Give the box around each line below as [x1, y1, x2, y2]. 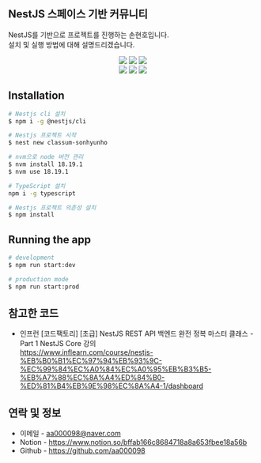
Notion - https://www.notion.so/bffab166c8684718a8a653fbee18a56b [19, 438, 248, 447]
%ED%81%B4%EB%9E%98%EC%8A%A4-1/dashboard [19, 382, 204, 391]
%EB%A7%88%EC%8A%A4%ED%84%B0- [19, 373, 165, 382]
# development [8, 254, 55, 262]
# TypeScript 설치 [8, 182, 66, 190]
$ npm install [8, 211, 55, 219]
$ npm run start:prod [8, 283, 80, 291]
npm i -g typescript [8, 189, 77, 198]
